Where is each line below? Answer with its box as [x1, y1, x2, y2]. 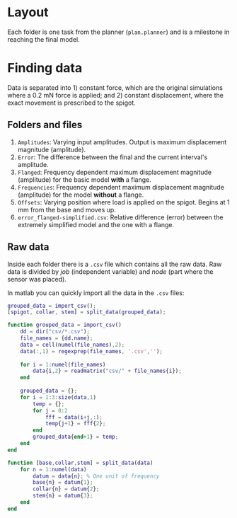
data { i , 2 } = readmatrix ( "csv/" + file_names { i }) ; [33, 367, 182, 375]
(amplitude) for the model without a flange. [17, 190, 144, 199]
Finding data [7, 60, 83, 76]
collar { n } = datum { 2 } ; [33, 485, 100, 493]
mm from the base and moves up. [17, 205, 117, 214]
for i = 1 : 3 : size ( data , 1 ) [20, 393, 97, 401]
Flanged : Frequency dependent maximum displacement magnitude [17, 168, 212, 176]
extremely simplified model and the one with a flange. [17, 220, 175, 229]
